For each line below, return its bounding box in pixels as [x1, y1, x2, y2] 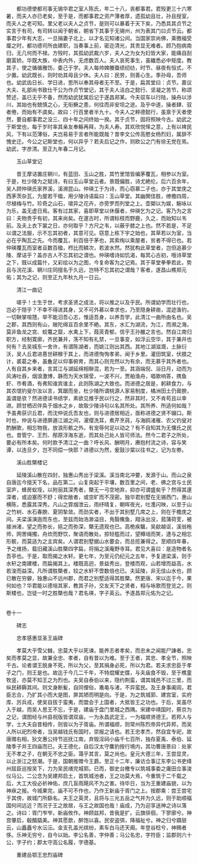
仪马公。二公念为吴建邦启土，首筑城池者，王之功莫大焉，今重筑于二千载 [6, 773, 181, 779]
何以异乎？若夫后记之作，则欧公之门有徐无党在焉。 [67, 138, 192, 145]
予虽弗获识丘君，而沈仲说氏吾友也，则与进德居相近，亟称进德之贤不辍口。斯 [6, 410, 192, 416]
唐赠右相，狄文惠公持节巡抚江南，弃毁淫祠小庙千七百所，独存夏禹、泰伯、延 [6, 735, 192, 742]
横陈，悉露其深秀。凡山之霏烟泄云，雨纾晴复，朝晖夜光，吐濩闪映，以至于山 [6, 501, 192, 508]
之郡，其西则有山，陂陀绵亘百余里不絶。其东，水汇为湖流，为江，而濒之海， [6, 321, 192, 328]
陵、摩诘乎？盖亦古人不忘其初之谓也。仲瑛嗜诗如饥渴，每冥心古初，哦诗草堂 [6, 251, 192, 258]
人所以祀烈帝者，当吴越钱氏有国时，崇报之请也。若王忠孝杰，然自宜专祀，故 [6, 728, 192, 735]
